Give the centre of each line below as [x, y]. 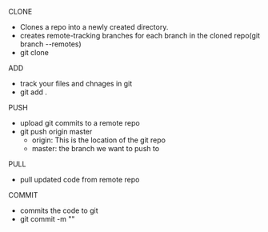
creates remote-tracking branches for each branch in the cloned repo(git [140, 36]
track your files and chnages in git [76, 84]
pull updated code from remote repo [80, 180]
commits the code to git [59, 210]
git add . [34, 92]
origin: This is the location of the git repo [99, 140]
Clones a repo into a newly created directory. [94, 27]
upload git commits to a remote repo [80, 123]
